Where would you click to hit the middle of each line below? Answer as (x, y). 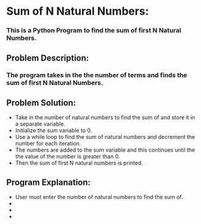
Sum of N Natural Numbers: (78, 11)
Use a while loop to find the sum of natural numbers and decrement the (105, 137)
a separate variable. (40, 124)
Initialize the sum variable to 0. (53, 130)
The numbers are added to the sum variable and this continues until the (105, 150)
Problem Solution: (41, 103)
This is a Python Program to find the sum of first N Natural (94, 31)
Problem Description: (48, 58)
